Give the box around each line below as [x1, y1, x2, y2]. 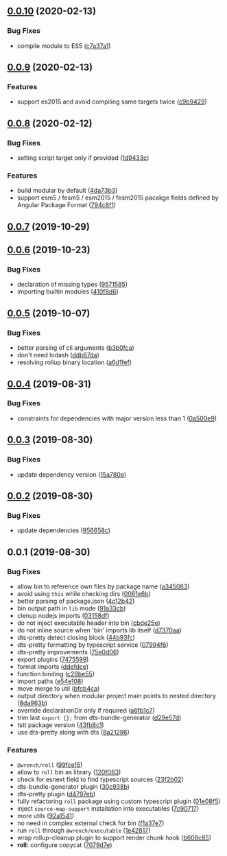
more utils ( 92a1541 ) [16, 812, 74, 820]
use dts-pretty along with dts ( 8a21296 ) [16, 728, 130, 736]
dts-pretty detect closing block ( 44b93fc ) [16, 633, 135, 641]
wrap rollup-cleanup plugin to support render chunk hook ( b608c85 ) [16, 833, 211, 842]
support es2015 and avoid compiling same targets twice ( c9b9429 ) [16, 97, 207, 106]
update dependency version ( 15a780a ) [16, 470, 127, 479]
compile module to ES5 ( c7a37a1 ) [16, 41, 111, 50]
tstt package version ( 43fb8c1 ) [16, 720, 104, 729]
